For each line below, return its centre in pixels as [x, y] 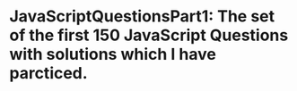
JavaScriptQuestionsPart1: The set [142, 17]
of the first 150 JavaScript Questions [149, 35]
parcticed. [48, 74]
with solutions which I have [113, 54]
